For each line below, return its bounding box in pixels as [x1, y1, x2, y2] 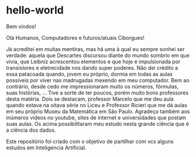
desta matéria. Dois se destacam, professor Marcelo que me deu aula [6, 95, 174, 103]
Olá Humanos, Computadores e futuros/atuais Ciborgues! [6, 34, 145, 41]
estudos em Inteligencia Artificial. [6, 144, 87, 151]
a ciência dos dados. [6, 127, 56, 134]
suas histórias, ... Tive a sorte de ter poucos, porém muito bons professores [6, 89, 189, 96]
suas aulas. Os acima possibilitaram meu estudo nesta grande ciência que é [6, 120, 189, 127]
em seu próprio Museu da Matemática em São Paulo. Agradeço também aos [6, 108, 190, 115]
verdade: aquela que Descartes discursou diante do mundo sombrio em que [6, 52, 190, 59]
